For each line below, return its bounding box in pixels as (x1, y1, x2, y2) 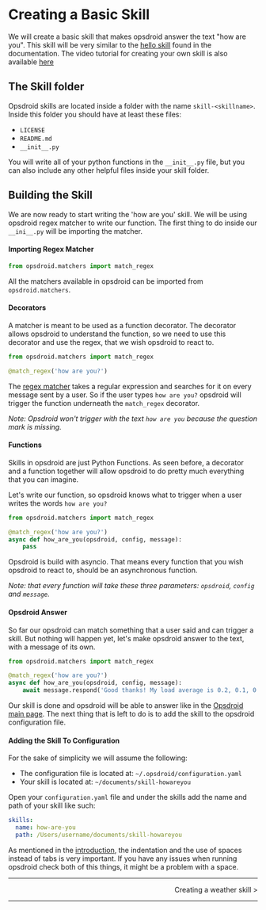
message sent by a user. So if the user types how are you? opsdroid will (8, 390, 241, 400)
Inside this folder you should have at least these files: (8, 109, 182, 119)
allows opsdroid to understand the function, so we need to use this (8, 329, 226, 338)
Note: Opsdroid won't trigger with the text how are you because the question (8, 414, 258, 423)
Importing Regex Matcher (8, 244, 94, 254)
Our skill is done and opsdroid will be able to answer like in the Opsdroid (8, 701, 244, 710)
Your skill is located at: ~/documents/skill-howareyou (19, 777, 192, 786)
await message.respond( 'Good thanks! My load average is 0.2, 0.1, (22, 686, 249, 694)
